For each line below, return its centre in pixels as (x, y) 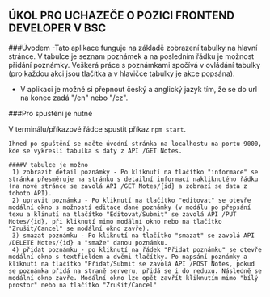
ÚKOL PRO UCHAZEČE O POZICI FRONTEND (121, 16)
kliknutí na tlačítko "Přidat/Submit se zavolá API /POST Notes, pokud (131, 264)
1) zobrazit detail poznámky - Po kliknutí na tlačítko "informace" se (135, 172)
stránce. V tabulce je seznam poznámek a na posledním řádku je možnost (131, 56)
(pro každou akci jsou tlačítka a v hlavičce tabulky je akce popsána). (122, 73)
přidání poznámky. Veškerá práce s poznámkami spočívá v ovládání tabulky (135, 65)
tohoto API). (30, 193)
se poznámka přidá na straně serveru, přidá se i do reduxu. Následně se (135, 271)
